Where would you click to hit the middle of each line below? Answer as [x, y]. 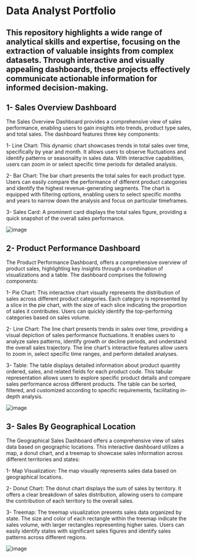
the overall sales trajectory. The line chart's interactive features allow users [97, 348]
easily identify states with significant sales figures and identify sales [89, 531]
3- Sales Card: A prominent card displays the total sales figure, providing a [96, 212]
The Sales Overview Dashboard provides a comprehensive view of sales [94, 122]
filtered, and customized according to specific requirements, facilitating [93, 390]
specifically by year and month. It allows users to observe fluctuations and [96, 152]
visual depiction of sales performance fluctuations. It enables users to [91, 335]
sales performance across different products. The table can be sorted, [91, 384]
